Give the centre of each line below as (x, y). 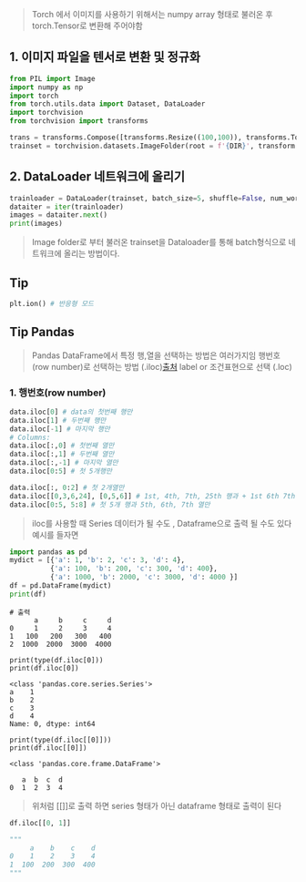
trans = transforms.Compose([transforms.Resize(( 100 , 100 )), (126, 138)
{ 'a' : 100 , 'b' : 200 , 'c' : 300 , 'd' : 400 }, (134, 569)
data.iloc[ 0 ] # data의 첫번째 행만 (71, 412)
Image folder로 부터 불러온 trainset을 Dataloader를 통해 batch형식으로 (159, 242)
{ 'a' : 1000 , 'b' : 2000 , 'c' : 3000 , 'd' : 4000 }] (144, 578)
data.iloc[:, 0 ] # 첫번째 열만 (62, 446)
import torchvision (46, 113)
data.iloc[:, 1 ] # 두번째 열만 (62, 455)
